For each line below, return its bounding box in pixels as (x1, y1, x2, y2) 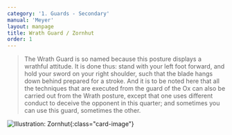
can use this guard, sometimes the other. (24, 107, 141, 115)
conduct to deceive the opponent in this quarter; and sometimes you (24, 99, 220, 107)
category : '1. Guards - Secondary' (7, 10, 110, 17)
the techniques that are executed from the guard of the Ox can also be (24, 84, 226, 93)
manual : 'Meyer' (7, 17, 54, 24)
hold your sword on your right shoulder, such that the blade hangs (24, 70, 213, 78)
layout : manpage (7, 23, 54, 30)
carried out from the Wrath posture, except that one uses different (24, 91, 213, 100)
